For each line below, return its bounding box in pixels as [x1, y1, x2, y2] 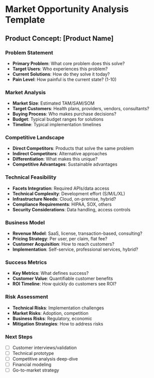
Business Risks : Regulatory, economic [12, 315, 92, 321]
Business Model [5, 219, 45, 226]
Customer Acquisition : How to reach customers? [12, 241, 114, 247]
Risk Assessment [5, 293, 48, 300]
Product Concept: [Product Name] [5, 34, 114, 43]
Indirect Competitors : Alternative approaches [12, 151, 107, 157]
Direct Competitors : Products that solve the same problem [12, 145, 134, 151]
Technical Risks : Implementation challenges [12, 304, 104, 311]
